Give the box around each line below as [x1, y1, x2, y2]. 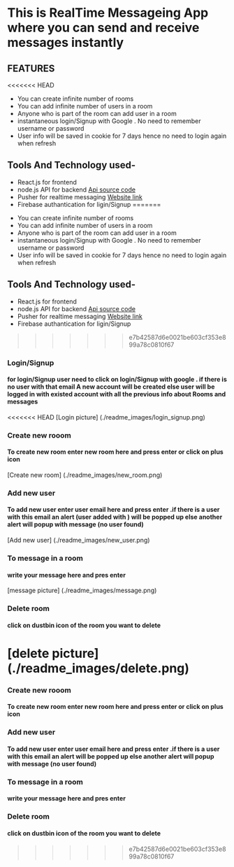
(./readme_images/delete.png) [7, 660, 190, 676]
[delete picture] [7, 645, 99, 661]
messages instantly [7, 35, 124, 50]
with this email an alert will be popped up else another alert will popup [7, 752, 214, 760]
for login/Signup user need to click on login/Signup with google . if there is [7, 375, 227, 384]
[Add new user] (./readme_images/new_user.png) [7, 536, 150, 544]
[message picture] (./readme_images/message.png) [7, 586, 157, 595]
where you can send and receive [7, 20, 200, 36]
